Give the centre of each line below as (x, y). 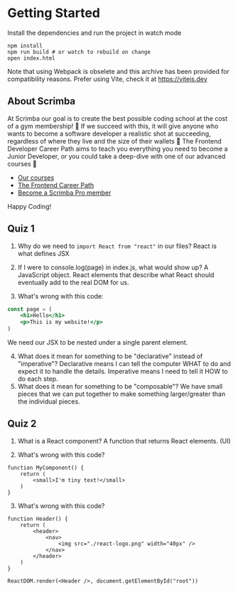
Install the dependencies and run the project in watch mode (94, 33)
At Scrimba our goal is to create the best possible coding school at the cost (118, 118)
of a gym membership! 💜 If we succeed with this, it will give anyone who (113, 126)
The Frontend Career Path (56, 185)
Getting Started (54, 13)
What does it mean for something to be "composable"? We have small (120, 387)
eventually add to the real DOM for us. (73, 282)
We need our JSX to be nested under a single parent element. (98, 343)
